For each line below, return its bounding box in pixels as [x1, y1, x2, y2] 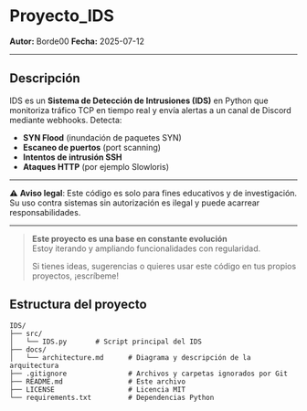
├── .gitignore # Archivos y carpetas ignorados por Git [9, 369, 288, 378]
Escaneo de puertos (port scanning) [22, 142, 162, 153]
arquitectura [9, 361, 59, 370]
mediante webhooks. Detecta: [9, 114, 122, 125]
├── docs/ [9, 344, 48, 354]
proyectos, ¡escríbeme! [31, 270, 120, 281]
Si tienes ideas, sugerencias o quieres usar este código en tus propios [31, 260, 297, 271]
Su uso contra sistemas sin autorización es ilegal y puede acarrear [9, 197, 260, 208]
